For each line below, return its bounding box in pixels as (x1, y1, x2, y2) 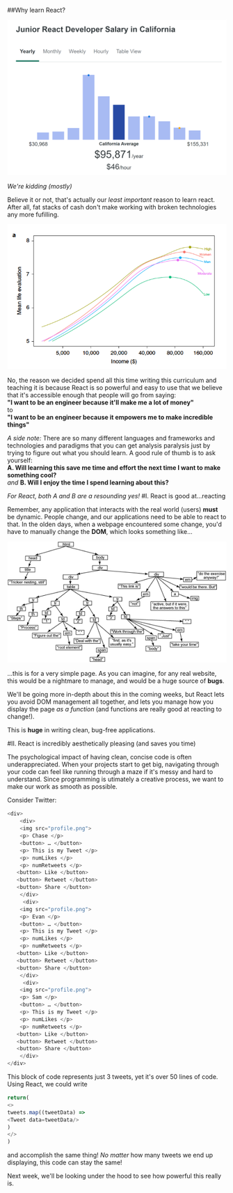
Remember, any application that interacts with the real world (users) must (7, 505, 218, 514)
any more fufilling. (7, 210, 59, 219)
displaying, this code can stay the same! (7, 1158, 123, 1167)
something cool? (7, 471, 57, 479)
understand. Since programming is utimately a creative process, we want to (7, 775, 224, 784)
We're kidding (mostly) (7, 182, 72, 190)
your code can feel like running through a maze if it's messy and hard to (7, 768, 214, 776)
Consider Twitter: (7, 796, 57, 805)
